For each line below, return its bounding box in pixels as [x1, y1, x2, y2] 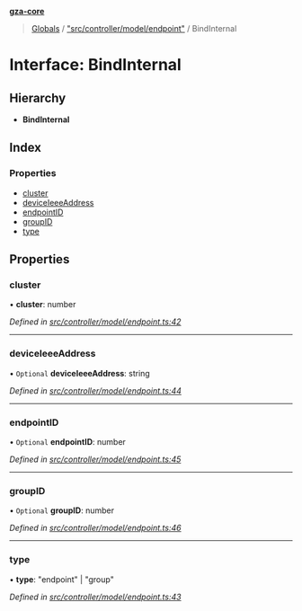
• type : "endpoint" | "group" [9, 573, 114, 585]
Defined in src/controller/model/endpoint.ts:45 [9, 454, 182, 465]
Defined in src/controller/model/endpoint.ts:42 [9, 316, 182, 327]
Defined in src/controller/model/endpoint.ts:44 [9, 385, 182, 396]
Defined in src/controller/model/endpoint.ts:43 [9, 591, 182, 602]
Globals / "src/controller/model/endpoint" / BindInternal [31, 23, 237, 33]
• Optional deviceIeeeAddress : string [9, 367, 150, 378]
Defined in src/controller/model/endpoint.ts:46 [9, 523, 182, 534]
